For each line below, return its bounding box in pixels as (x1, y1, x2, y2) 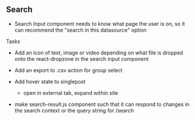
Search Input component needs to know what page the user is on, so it (14, 20, 185, 27)
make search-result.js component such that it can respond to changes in (14, 101, 190, 108)
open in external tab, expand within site (23, 89, 119, 96)
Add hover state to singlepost (14, 78, 86, 85)
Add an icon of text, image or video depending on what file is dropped (14, 49, 183, 56)
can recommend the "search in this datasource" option (14, 26, 147, 33)
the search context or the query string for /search (14, 107, 134, 114)
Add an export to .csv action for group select (14, 67, 123, 74)
